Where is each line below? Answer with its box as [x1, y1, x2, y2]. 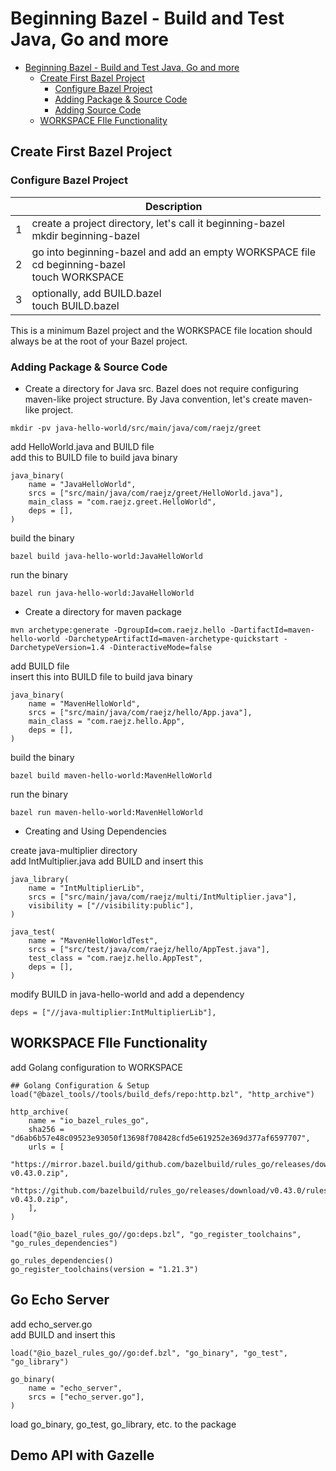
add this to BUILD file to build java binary [10, 451, 178, 463]
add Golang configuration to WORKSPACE [10, 1061, 183, 1073]
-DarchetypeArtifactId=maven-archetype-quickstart [63, 633, 280, 644]
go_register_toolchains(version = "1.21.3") [10, 1264, 199, 1274]
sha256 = [28, 1124, 65, 1134]
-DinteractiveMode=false [108, 642, 213, 652]
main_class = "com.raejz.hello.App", [28, 716, 186, 726]
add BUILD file [10, 660, 70, 672]
